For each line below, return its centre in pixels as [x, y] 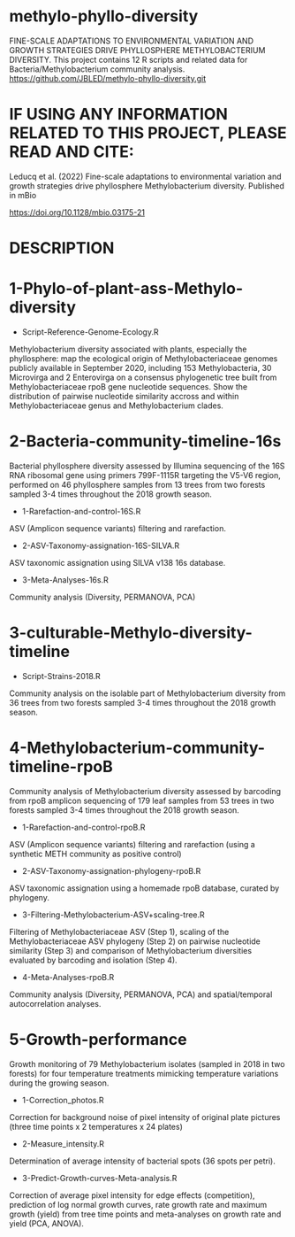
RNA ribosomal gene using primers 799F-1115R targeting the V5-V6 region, [145, 475]
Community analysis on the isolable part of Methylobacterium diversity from [147, 693]
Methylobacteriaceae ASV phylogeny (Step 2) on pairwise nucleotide [135, 941]
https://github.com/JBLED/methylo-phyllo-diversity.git [108, 78]
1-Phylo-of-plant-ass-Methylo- [126, 289]
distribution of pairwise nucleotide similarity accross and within [124, 396]
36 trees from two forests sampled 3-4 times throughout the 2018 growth [143, 702]
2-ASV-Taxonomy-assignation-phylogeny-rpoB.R [111, 870]
